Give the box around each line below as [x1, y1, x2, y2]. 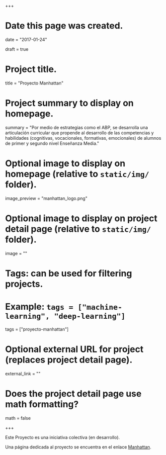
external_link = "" [5, 370, 41, 376]
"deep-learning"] [54, 312, 126, 321]
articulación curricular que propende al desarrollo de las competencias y [5, 130, 154, 136]
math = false [5, 415, 31, 421]
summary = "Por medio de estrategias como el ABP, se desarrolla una [5, 124, 148, 130]
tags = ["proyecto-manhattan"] [5, 326, 69, 332]
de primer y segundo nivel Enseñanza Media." [5, 140, 99, 146]
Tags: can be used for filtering [5, 268, 132, 279]
